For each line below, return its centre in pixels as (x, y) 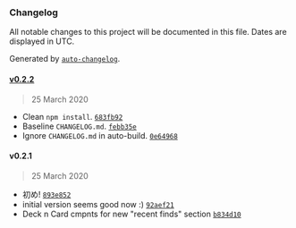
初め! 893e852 (47, 194)
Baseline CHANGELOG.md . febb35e (79, 126)
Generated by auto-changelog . (65, 59)
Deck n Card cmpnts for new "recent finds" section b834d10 (131, 214)
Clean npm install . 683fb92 (72, 116)
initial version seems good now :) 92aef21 (98, 204)
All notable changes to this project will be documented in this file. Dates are (148, 32)
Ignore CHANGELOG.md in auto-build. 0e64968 (100, 135)
